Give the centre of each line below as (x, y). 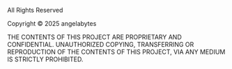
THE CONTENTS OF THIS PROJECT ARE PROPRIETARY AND (95, 37)
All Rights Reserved (35, 10)
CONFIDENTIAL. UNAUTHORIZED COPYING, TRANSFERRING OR (101, 44)
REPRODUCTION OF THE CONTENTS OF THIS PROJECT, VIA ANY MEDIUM (116, 52)
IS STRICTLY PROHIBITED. (45, 59)
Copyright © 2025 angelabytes (52, 23)
